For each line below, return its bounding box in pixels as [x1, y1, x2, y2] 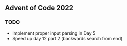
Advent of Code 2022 [5, 4, 74, 12]
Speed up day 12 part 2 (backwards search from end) [12, 35, 123, 41]
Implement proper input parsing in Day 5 [12, 30, 96, 36]
